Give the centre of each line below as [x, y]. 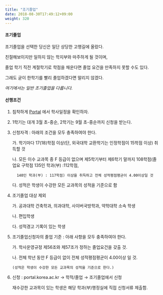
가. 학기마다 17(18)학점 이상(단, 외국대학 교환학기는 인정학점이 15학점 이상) [82, 143]
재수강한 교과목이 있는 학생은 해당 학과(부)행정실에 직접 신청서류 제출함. [80, 287]
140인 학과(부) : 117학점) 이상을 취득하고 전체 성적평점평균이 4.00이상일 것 [85, 175]
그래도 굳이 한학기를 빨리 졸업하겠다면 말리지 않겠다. [54, 77]
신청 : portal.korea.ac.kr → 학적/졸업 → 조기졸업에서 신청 [67, 277]
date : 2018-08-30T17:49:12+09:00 [39, 14]
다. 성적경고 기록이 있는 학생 [39, 226]
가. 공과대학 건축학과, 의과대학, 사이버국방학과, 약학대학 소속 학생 [74, 205]
